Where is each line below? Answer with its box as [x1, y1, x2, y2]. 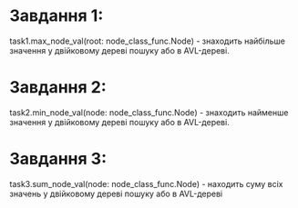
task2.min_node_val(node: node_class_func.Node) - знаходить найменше [9, 106, 289, 118]
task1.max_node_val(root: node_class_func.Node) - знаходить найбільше [9, 35, 285, 46]
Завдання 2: [9, 77, 107, 98]
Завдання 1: [9, 5, 104, 26]
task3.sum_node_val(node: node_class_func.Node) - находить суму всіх [9, 178, 283, 189]
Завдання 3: [9, 149, 108, 169]
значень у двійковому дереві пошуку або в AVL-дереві [9, 188, 223, 199]
